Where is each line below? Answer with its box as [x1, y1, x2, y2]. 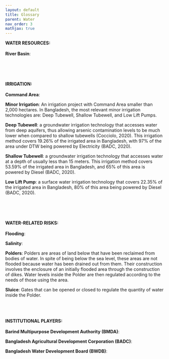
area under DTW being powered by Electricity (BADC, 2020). [5, 143, 132, 149]
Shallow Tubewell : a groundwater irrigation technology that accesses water [5, 153, 163, 159]
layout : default [5, 7, 39, 13]
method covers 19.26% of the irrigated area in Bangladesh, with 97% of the [5, 138, 162, 144]
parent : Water [5, 17, 35, 22]
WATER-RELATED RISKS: [5, 220, 59, 226]
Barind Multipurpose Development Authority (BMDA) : [5, 329, 120, 335]
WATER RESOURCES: [5, 40, 50, 46]
